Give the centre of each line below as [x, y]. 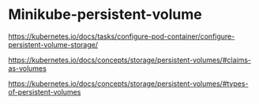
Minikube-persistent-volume [105, 15]
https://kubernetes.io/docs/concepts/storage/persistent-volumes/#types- [128, 84]
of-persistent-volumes [45, 91]
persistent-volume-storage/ [53, 44]
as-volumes [28, 68]
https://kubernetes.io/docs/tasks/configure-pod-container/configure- [122, 36]
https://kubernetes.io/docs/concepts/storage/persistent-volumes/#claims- [129, 60]
